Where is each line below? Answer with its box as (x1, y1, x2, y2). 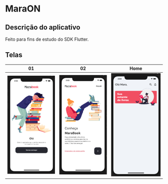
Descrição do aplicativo (5, 23, 80, 32)
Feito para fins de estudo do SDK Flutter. (5, 36, 89, 42)
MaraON (5, 3, 41, 15)
